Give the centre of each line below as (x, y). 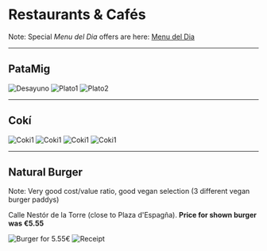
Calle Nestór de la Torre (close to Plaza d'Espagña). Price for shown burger (132, 215)
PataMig (29, 69)
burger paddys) (34, 199)
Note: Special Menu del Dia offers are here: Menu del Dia (101, 37)
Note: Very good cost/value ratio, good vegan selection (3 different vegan (129, 191)
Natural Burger (46, 172)
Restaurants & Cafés (77, 15)
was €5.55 (26, 223)
